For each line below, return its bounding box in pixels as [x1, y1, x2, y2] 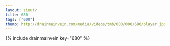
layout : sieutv [5, 7, 37, 13]
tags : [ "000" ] [5, 17, 35, 22]
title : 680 [5, 12, 28, 17]
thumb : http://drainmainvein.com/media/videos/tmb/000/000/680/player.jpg [5, 21, 166, 27]
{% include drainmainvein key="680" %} [5, 35, 90, 41]
